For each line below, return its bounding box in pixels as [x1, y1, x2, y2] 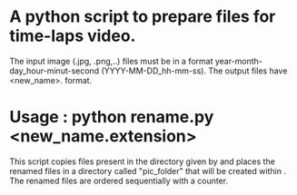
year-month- [214, 55, 263, 66]
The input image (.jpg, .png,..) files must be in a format [9, 55, 213, 66]
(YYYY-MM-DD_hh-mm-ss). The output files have [101, 65, 288, 76]
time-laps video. [9, 25, 136, 46]
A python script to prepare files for [9, 6, 276, 27]
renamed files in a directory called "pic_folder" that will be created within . [9, 165, 286, 176]
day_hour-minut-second [9, 65, 100, 76]
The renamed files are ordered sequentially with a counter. [9, 175, 229, 186]
